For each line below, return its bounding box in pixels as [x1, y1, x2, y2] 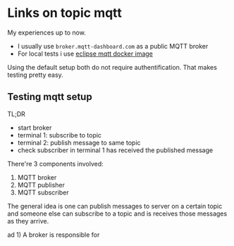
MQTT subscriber [17, 188, 69, 197]
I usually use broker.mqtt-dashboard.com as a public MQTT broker [17, 42, 209, 50]
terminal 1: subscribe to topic [17, 130, 102, 139]
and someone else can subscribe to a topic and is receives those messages [7, 209, 228, 218]
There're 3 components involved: [7, 159, 104, 168]
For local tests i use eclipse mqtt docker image [17, 49, 153, 58]
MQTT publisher [17, 180, 66, 189]
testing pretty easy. [7, 70, 63, 79]
